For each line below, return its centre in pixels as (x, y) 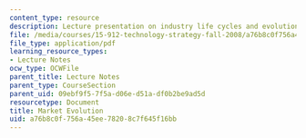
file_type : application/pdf (63, 43)
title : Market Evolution (56, 111)
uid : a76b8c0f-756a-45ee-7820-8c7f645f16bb (93, 119)
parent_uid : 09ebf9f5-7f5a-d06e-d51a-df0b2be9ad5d (107, 94)
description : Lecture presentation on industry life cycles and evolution (154, 26)
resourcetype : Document (55, 102)
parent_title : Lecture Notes (65, 77)
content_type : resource (55, 18)
